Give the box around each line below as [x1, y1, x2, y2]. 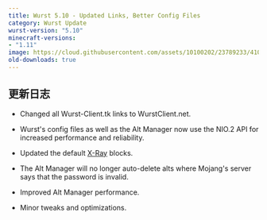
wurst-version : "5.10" [8, 26, 83, 34]
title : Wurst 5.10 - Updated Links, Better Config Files [8, 11, 201, 20]
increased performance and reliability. [19, 133, 145, 142]
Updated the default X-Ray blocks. [19, 148, 133, 157]
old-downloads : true [8, 56, 77, 64]
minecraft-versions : [8, 33, 77, 42]
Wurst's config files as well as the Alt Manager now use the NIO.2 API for [19, 124, 259, 133]
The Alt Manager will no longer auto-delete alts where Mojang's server [19, 164, 252, 173]
